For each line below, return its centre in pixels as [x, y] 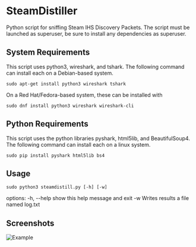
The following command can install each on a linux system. [78, 144]
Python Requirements [47, 124]
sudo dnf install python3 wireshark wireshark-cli [70, 106]
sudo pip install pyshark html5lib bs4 [56, 156]
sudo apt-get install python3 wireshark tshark [66, 84]
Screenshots [30, 223]
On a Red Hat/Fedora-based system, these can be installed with [84, 95]
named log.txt [23, 205]
